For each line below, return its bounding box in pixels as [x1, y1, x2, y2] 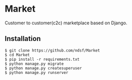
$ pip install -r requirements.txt [5, 57, 80, 62]
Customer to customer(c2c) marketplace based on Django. [5, 20, 127, 26]
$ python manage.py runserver [5, 70, 69, 75]
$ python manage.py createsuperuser [5, 65, 82, 71]
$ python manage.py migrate [5, 61, 64, 66]
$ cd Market [5, 52, 30, 57]
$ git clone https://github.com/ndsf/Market [5, 48, 100, 53]
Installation [5, 34, 41, 43]
